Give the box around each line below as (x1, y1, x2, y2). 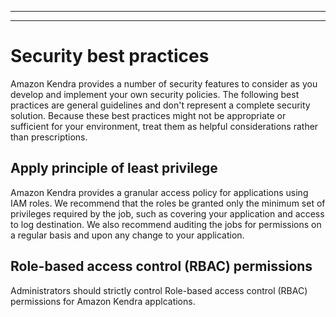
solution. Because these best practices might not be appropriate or (10, 109, 287, 121)
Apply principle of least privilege (10, 160, 218, 177)
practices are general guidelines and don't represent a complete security (10, 99, 311, 111)
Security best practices (10, 45, 210, 68)
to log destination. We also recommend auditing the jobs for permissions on (10, 218, 322, 230)
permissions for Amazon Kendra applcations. (10, 295, 196, 307)
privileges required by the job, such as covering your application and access (10, 207, 325, 220)
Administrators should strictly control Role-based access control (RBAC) (10, 284, 308, 296)
